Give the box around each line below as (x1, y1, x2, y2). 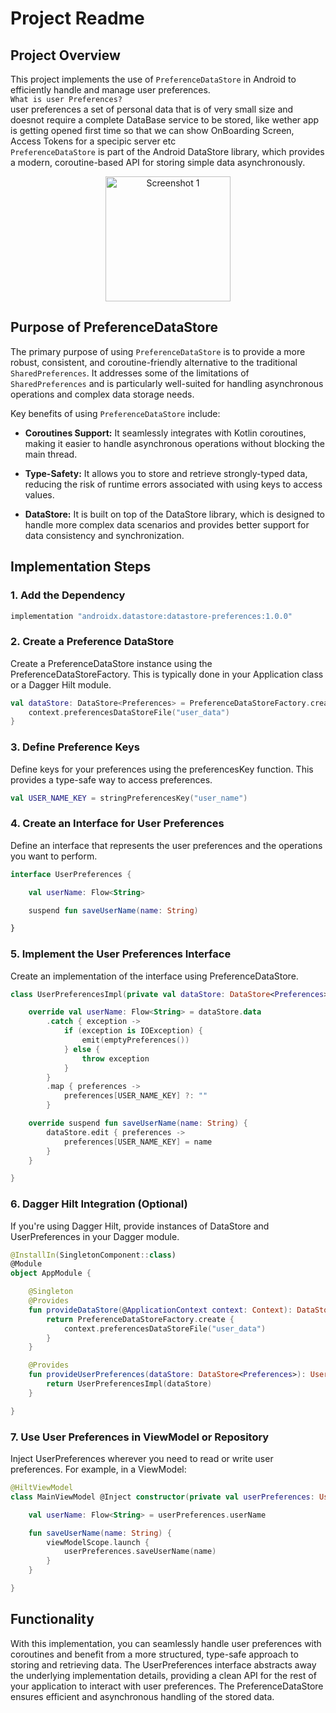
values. (24, 488, 55, 501)
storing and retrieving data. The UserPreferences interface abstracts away (10, 1658, 317, 1671)
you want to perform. (10, 850, 98, 862)
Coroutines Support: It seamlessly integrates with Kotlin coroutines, (24, 427, 307, 439)
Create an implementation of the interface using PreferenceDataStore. (10, 970, 299, 982)
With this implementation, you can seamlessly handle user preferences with (10, 1637, 322, 1649)
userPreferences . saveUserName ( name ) (63, 1547, 217, 1557)
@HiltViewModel (10, 1483, 74, 1493)
